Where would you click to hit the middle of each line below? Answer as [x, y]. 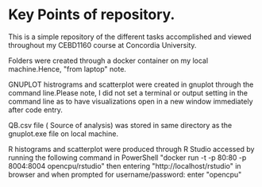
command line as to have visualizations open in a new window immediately [131, 101]
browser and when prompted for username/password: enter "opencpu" [125, 174]
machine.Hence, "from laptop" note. [67, 68]
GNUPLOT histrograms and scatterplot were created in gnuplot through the [131, 84]
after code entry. [36, 110]
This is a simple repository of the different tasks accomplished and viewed [130, 37]
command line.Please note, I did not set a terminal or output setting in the [128, 92]
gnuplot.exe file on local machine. [64, 134]
